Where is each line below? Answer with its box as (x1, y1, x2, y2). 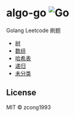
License (6, 87, 37, 98)
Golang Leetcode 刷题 (6, 27, 61, 34)
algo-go (6, 6, 47, 20)
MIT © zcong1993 (6, 103, 51, 111)
